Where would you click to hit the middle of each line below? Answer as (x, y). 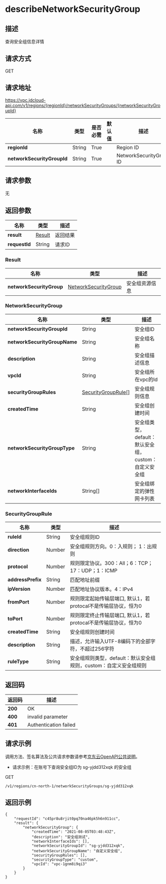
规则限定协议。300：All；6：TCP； (111, 563)
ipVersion (19, 589)
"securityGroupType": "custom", (65, 860)
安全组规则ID (85, 537)
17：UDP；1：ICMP (94, 571)
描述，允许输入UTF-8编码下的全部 (110, 641)
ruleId (15, 537)
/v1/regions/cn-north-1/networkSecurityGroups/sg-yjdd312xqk (69, 786)
